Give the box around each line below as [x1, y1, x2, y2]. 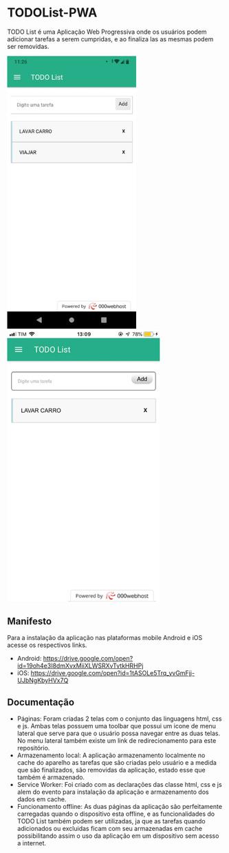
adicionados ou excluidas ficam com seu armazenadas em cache [17, 825, 203, 833]
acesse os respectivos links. [7, 641, 87, 649]
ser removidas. [7, 42, 50, 50]
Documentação [7, 696, 74, 708]
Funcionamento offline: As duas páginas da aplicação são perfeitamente [17, 803, 222, 811]
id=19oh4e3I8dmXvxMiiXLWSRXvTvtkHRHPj [17, 661, 144, 670]
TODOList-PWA [7, 5, 98, 21]
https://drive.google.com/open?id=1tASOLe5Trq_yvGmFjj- [30, 669, 195, 677]
